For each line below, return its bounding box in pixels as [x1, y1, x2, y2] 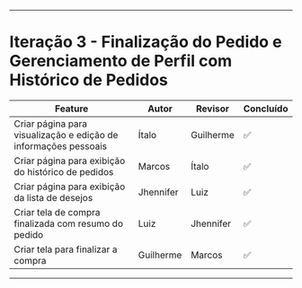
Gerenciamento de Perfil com [9, 51, 233, 72]
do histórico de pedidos [13, 165, 114, 178]
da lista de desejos [13, 191, 93, 204]
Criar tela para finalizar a [13, 243, 118, 256]
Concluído [243, 102, 289, 115]
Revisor [196, 102, 230, 115]
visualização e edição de [13, 128, 119, 141]
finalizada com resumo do [13, 217, 124, 230]
